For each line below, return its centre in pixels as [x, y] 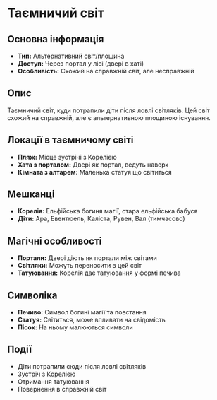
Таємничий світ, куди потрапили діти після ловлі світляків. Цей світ [108, 110]
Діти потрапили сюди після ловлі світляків [82, 366]
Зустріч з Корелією [46, 374]
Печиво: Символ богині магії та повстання [82, 312]
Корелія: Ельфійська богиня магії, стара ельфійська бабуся [107, 211]
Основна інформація [56, 39]
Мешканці [31, 195]
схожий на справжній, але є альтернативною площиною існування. [109, 117]
